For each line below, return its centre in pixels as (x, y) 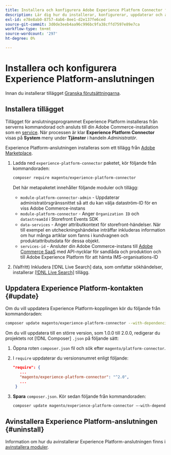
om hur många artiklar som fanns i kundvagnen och (74, 235)
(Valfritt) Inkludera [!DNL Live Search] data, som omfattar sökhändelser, (88, 267)
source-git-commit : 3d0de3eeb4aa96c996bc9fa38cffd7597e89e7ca (73, 24)
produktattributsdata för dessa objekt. (60, 241)
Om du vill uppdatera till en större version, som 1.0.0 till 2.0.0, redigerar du (83, 333)
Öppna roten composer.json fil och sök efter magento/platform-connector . (89, 348)
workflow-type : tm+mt (28, 29)
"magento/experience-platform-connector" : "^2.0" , (74, 377)
